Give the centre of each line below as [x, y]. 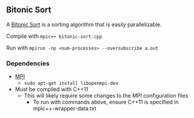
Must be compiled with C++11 [51, 89]
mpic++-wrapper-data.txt [65, 108]
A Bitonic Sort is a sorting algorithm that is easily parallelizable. [84, 24]
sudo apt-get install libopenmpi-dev [71, 84]
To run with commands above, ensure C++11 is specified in [106, 102]
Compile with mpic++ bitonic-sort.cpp [54, 36]
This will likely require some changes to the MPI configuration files [106, 96]
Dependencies [28, 63]
